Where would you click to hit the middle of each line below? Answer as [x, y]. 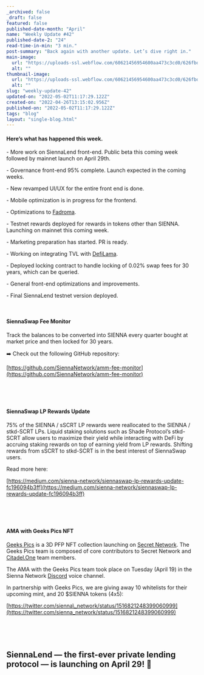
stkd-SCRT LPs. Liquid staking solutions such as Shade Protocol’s [89, 431]
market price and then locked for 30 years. [60, 341]
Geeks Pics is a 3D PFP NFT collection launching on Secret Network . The [98, 545]
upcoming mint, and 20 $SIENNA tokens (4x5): [65, 594]
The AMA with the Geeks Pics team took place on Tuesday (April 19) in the [99, 569]
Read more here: [27, 469]
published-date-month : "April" [46, 29]
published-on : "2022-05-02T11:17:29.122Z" [61, 108]
